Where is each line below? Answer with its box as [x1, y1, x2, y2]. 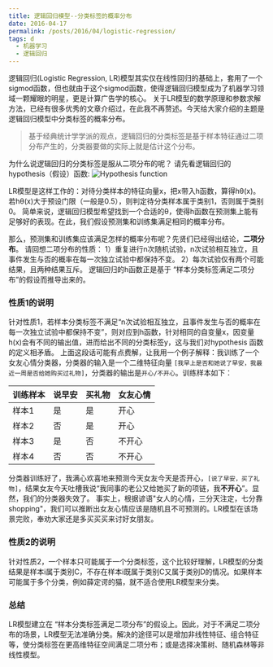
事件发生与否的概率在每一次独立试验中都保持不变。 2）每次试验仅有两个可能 [8, 254, 264, 264]
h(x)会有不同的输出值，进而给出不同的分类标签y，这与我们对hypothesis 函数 [8, 337, 264, 347]
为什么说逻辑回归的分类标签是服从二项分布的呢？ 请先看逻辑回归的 [8, 159, 232, 168]
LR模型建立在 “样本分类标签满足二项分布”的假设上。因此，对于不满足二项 [8, 619, 253, 629]
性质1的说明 [8, 296, 54, 308]
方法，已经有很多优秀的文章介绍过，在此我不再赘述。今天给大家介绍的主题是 [8, 103, 265, 113]
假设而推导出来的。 [25, 274, 91, 284]
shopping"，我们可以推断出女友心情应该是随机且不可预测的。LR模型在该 [8, 504, 251, 514]
